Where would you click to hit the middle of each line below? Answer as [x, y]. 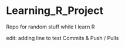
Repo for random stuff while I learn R [50, 27]
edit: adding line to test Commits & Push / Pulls [62, 38]
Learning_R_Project [55, 11]
